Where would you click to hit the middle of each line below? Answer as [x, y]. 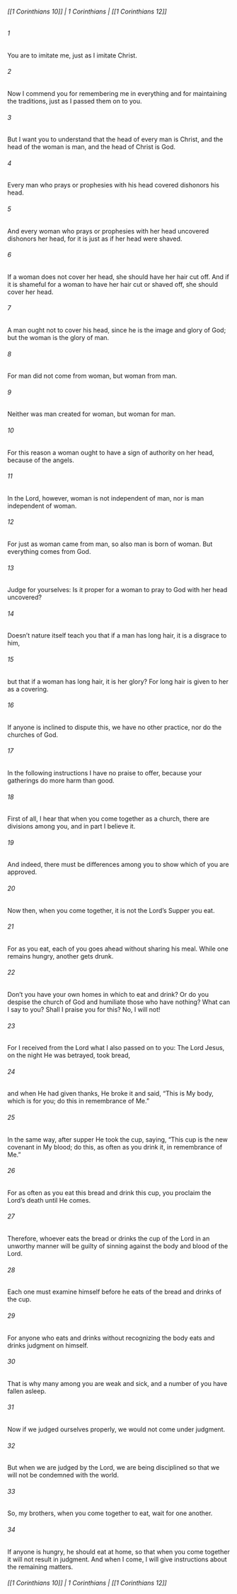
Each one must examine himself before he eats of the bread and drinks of [115, 1292]
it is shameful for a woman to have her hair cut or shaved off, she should [112, 284]
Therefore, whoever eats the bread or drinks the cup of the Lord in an [109, 1239]
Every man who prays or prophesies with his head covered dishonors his [113, 185]
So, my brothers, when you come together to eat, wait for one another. [110, 1513]
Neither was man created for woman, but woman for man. [92, 414]
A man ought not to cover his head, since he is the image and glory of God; [117, 330]
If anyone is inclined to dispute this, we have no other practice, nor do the [115, 727]
